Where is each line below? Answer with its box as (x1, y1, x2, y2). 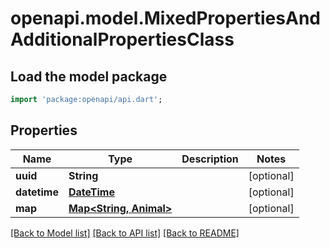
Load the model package (10, 68, 168, 85)
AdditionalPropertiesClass (10, 28, 235, 51)
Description (181, 152, 239, 166)
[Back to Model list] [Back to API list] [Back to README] (10, 227, 240, 239)
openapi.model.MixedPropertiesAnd (10, 7, 321, 30)
